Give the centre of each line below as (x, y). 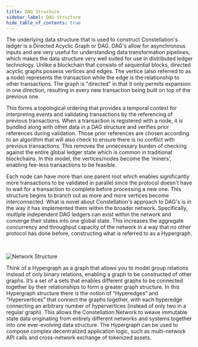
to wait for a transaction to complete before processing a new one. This (94, 189)
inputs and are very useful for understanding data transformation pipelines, (98, 52)
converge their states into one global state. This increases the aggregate (95, 221)
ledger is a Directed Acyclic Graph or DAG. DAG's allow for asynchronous (96, 46)
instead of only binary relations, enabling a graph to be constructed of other (99, 274)
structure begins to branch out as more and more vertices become (88, 196)
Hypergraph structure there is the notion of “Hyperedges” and (82, 293)
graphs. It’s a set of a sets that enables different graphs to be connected (95, 281)
